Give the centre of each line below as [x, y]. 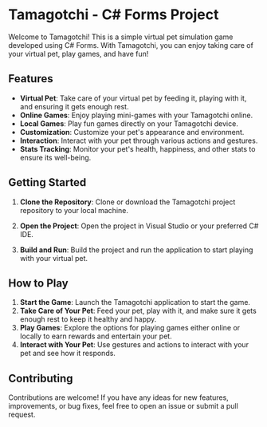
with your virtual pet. [54, 258]
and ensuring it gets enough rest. [74, 106]
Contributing [41, 378]
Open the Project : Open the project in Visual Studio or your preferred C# [139, 226]
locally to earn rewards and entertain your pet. [96, 336]
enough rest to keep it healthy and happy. [88, 319]
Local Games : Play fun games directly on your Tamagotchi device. [129, 123]
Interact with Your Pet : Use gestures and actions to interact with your [134, 345]
